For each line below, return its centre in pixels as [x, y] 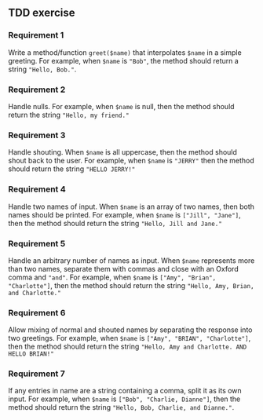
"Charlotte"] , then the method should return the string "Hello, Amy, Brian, [131, 285]
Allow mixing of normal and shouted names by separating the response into [130, 330]
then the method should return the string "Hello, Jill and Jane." [115, 223]
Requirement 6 [37, 312]
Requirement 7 [37, 374]
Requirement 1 [36, 35]
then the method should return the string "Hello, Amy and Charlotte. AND [128, 347]
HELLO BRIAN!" [31, 354]
